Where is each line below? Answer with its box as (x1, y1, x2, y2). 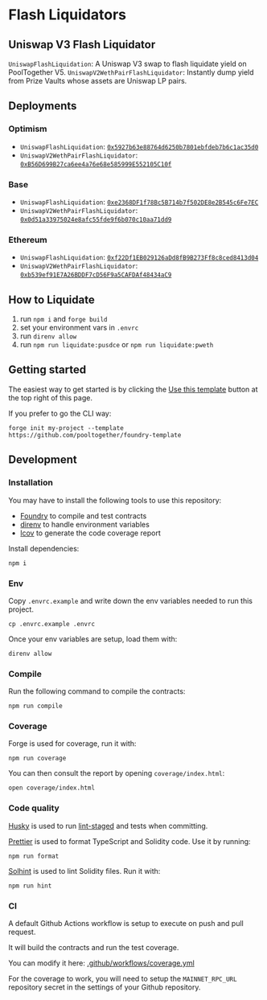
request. (8, 927, 36, 937)
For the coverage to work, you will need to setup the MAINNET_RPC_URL (8, 974, 237, 984)
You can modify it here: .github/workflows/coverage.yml (8, 958, 195, 968)
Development (8, 453, 78, 467)
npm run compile (8, 702, 63, 711)
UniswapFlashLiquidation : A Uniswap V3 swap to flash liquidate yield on (8, 59, 247, 68)
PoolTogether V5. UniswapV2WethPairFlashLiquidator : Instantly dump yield (8, 68, 255, 77)
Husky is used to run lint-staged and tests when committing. (8, 821, 208, 830)
